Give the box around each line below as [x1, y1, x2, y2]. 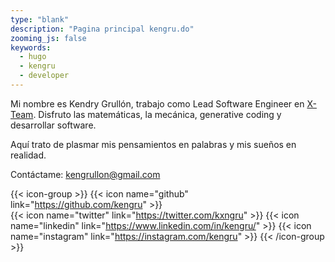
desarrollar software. [10, 119, 97, 131]
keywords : [10, 42, 52, 53]
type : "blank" [10, 14, 70, 25]
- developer [19, 71, 70, 81]
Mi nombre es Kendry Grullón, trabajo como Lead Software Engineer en [10, 97, 305, 110]
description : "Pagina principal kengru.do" [10, 24, 195, 34]
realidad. [10, 149, 47, 161]
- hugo [19, 52, 47, 62]
